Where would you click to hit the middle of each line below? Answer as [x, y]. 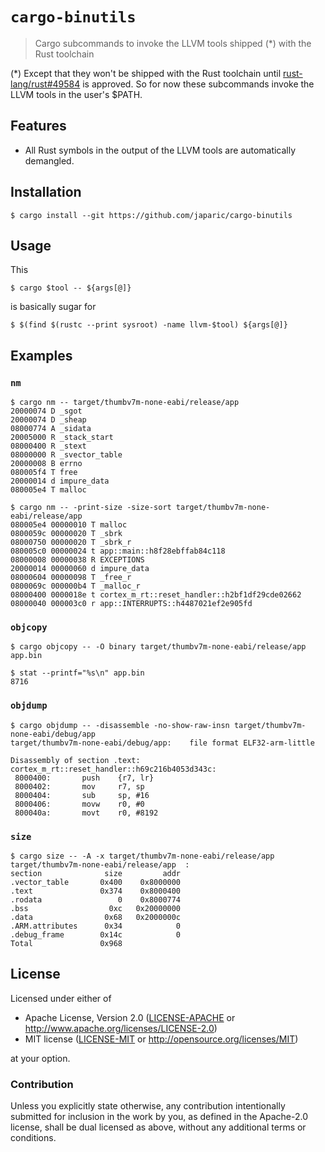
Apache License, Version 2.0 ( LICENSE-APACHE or [130, 1017]
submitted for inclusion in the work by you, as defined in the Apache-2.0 [159, 1117]
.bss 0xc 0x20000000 [96, 908]
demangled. [49, 160]
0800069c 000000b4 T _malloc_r [75, 586]
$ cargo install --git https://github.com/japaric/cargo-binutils [151, 215]
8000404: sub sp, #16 [82, 795]
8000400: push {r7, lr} [84, 778]
